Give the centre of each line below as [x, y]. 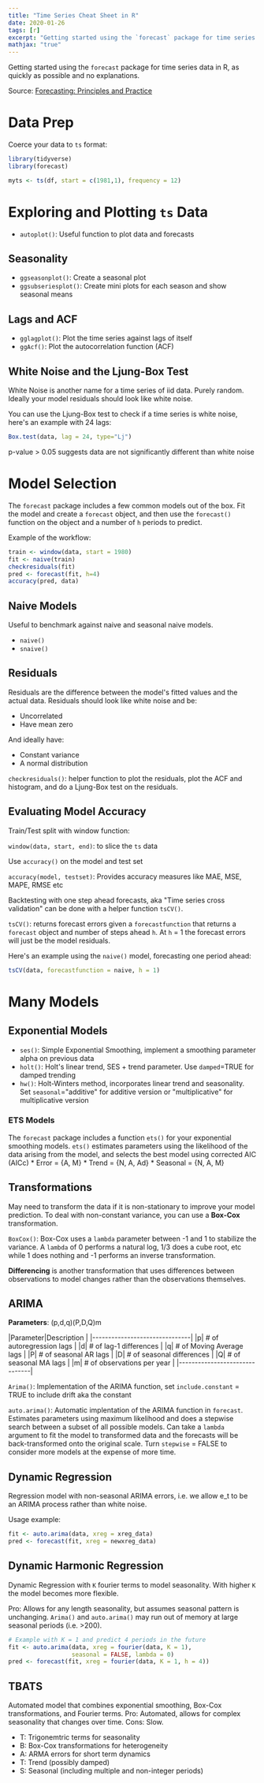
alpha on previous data [57, 1058]
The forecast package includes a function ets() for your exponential [120, 1137]
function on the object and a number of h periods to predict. [105, 522]
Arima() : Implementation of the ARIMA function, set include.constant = [124, 1387]
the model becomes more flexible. [63, 1593]
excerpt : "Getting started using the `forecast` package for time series [132, 37]
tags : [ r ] [24, 30]
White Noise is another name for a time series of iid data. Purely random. [126, 390]
